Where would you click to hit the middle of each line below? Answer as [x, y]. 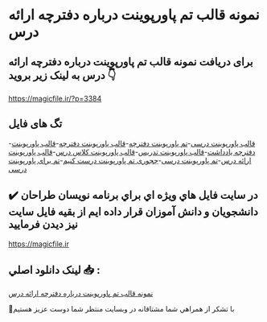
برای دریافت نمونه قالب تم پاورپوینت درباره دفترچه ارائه [131, 62]
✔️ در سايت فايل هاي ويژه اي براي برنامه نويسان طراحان [133, 195]
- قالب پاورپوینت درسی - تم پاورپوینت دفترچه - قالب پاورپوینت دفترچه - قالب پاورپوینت [132, 143]
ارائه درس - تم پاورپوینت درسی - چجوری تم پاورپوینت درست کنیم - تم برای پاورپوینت [130, 160]
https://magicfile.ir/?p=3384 [55, 99]
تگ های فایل [35, 124]
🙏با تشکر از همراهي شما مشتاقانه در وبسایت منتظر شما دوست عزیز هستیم [121, 309]
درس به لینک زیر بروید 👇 [62, 75]
